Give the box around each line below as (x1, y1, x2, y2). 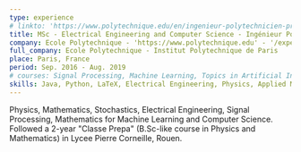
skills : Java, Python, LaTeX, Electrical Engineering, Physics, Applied (9, 80, 287, 89)
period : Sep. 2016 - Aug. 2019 (9, 63, 126, 72)
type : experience (9, 13, 74, 22)
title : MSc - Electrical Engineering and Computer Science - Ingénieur (9, 30, 282, 38)
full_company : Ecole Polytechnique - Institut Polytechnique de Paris (9, 46, 279, 55)
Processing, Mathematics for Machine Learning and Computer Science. (9, 114, 273, 124)
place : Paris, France (9, 55, 90, 63)
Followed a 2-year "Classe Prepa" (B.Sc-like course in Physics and (9, 122, 256, 134)
